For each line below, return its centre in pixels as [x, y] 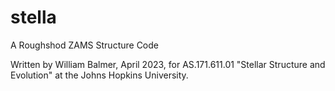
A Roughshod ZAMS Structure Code [85, 45]
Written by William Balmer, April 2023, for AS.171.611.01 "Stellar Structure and [168, 64]
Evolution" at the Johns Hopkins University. [99, 75]
